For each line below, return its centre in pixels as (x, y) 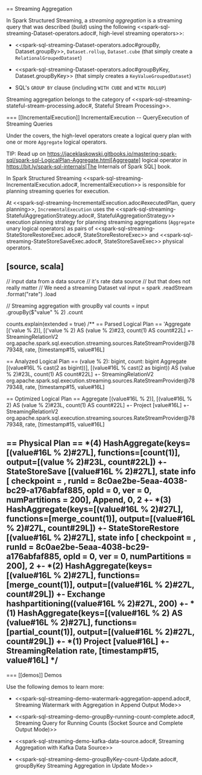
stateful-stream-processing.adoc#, (50, 106)
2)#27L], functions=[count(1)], (122, 453)
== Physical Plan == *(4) (54, 443)
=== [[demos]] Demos (34, 675)
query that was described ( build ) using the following (71, 27)
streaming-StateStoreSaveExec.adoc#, (55, 241)
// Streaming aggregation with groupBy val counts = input (77, 306)
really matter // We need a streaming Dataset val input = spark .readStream (99, 288)
